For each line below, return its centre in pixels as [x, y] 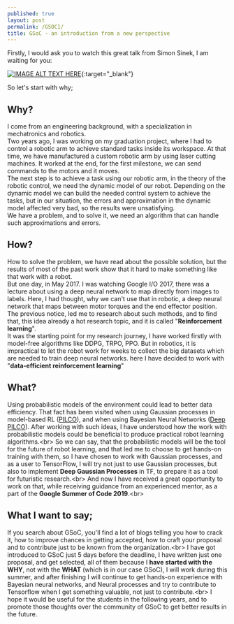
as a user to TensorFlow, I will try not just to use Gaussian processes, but [112, 464]
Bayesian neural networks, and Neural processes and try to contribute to [112, 584]
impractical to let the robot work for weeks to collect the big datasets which [116, 351]
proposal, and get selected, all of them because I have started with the [110, 562]
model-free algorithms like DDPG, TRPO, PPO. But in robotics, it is [102, 343]
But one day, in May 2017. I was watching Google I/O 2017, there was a [108, 284]
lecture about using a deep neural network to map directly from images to [113, 291]
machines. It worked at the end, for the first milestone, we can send [104, 164]
